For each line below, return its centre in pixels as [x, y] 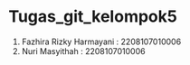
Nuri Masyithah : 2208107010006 [83, 51]
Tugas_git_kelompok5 [93, 17]
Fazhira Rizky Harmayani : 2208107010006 [101, 42]
